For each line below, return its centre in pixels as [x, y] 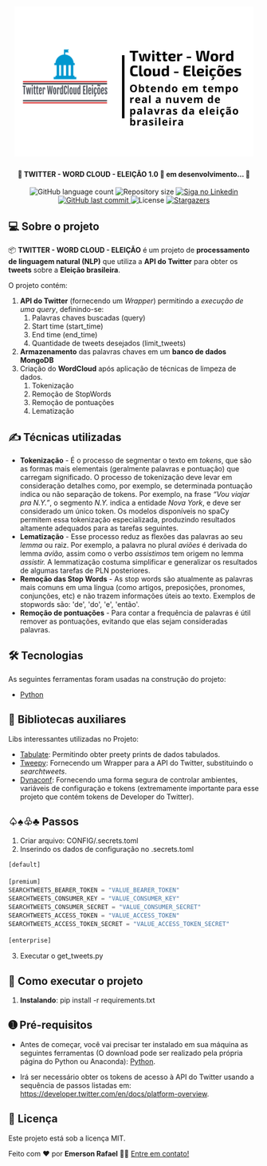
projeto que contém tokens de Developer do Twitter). [107, 797]
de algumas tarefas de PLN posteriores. [85, 571]
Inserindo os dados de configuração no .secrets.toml [106, 849]
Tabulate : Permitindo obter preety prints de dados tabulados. [120, 754]
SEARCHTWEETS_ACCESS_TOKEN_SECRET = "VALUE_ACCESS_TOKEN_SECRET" [119, 924]
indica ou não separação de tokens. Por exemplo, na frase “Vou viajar [135, 494]
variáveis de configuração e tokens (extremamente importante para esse [139, 788]
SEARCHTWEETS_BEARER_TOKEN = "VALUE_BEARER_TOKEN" [94, 890]
